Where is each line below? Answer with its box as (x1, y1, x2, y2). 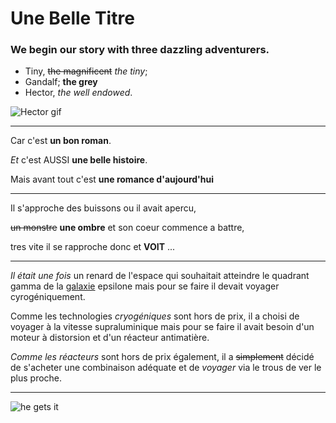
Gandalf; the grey (24, 76, 98, 88)
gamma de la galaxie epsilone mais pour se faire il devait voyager (10, 280, 280, 292)
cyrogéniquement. (10, 291, 86, 303)
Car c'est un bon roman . (10, 135, 112, 147)
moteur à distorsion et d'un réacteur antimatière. (10, 332, 210, 344)
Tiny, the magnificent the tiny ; (24, 65, 148, 77)
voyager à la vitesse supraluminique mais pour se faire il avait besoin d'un (10, 321, 315, 333)
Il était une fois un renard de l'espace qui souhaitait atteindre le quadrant (10, 270, 310, 282)
